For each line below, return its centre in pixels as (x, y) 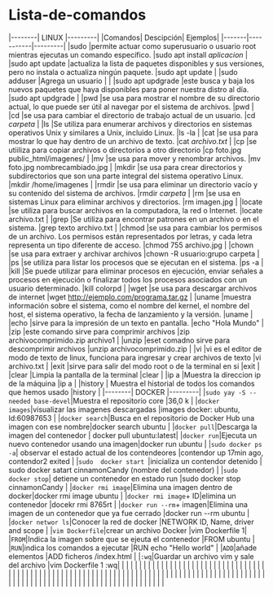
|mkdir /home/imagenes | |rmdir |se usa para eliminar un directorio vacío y (133, 184)
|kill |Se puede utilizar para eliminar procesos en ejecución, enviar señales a (136, 271)
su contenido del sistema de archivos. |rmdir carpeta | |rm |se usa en (125, 193)
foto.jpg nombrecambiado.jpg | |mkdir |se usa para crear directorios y (125, 167)
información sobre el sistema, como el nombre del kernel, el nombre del (129, 305)
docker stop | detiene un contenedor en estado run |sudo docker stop (125, 479)
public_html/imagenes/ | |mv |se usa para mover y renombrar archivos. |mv (134, 158)
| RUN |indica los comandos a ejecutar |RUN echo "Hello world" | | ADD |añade (133, 548)
